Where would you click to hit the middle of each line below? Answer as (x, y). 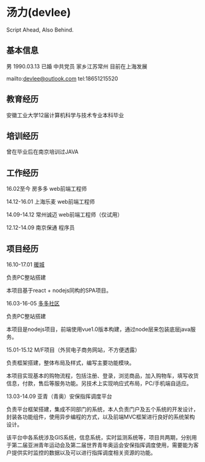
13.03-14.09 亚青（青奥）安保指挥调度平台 (59, 396)
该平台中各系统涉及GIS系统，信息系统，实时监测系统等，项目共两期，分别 (99, 437)
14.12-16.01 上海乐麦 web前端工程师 (51, 202)
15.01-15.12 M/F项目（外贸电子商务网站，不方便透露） (73, 350)
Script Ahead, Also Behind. (40, 30)
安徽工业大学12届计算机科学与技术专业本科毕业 (65, 115)
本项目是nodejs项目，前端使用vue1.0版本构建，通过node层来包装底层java (99, 329)
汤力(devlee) (39, 12)
